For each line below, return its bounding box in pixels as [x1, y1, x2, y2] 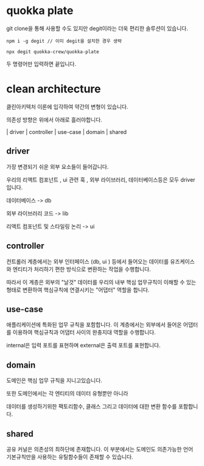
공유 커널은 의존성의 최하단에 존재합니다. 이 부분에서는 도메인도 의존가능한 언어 [6, 445, 194, 453]
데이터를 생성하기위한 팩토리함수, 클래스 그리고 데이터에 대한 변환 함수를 [6, 403, 177, 410]
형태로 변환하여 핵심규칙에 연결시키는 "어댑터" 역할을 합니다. [6, 286, 150, 294]
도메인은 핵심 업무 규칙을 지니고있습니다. [6, 377, 102, 384]
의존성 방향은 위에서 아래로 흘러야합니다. [6, 116, 102, 123]
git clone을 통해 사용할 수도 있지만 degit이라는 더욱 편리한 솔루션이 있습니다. [6, 24, 189, 32]
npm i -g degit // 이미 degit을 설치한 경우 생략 [6, 38, 122, 44]
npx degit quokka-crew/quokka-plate [6, 48, 99, 55]
